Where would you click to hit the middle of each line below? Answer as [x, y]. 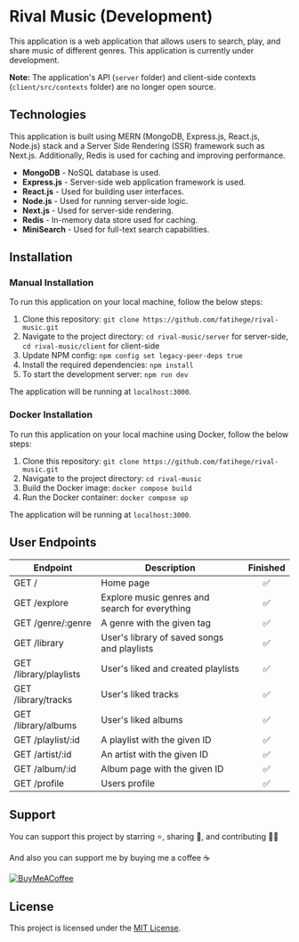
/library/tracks [43, 700]
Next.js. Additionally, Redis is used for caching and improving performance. [148, 155]
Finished [267, 568]
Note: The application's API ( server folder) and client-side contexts [133, 77]
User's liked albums [142, 719]
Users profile [128, 783]
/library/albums [45, 725]
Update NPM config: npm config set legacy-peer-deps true [132, 356]
